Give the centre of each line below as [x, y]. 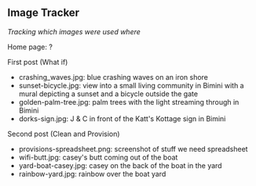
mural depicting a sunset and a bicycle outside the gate [108, 94]
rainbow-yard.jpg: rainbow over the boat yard [92, 173]
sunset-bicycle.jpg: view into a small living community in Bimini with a [131, 85]
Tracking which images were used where [74, 31]
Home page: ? [30, 47]
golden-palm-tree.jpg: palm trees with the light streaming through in [129, 102]
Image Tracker [44, 13]
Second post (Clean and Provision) [64, 134]
